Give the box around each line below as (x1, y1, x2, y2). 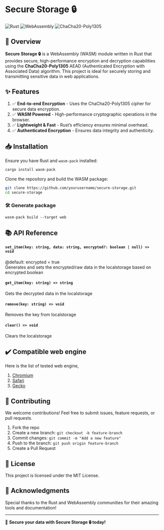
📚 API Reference (5, 229, 58, 237)
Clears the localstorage (5, 333, 52, 339)
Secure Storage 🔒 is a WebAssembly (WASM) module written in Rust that (5, 51, 152, 57)
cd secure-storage (5, 190, 42, 195)
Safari (12, 378, 24, 383)
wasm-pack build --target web (5, 215, 67, 220)
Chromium (12, 372, 33, 379)
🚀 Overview (5, 38, 41, 46)
